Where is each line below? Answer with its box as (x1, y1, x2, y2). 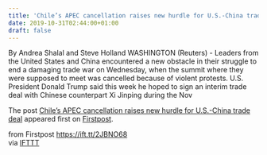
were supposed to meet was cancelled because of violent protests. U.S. (8, 73, 244, 83)
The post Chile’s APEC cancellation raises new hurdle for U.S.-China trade (8, 106, 250, 115)
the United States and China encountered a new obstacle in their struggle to (8, 56, 257, 66)
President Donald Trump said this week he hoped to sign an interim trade (8, 82, 247, 91)
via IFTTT (8, 138, 40, 148)
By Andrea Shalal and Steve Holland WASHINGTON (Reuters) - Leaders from (8, 48, 259, 58)
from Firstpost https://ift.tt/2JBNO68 (8, 130, 128, 139)
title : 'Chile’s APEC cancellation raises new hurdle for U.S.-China (8, 11, 244, 20)
